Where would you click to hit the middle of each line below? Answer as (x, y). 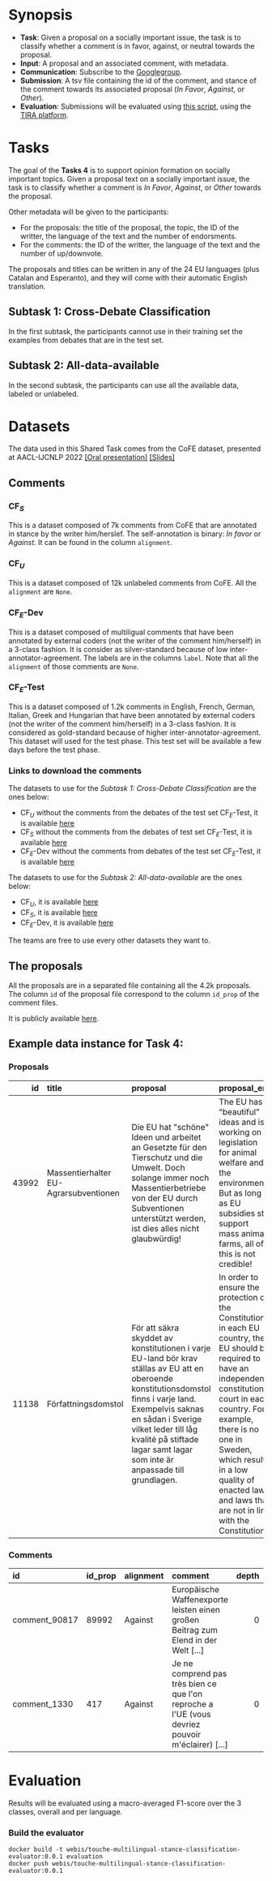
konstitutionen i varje (171, 1348)
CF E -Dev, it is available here (67, 924)
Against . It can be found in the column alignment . (90, 543)
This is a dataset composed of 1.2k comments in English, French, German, (132, 706)
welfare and (241, 1162)
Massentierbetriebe (169, 1187)
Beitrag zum (195, 1630)
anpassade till (158, 1470)
